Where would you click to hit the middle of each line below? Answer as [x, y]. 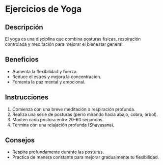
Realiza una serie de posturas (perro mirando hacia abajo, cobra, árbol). [85, 114]
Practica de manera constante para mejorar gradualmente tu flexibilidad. [85, 157]
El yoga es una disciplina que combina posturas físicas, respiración [73, 39]
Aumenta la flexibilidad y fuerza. [45, 71]
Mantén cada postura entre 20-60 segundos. [58, 119]
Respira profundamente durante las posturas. [58, 152]
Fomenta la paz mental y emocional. [49, 82]
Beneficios [22, 60]
